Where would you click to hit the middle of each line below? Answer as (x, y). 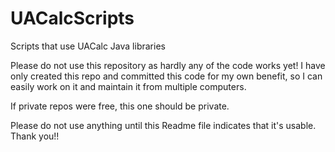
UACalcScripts (72, 18)
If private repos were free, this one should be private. (120, 106)
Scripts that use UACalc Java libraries (88, 46)
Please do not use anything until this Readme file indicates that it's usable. (163, 125)
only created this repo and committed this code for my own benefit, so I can (166, 76)
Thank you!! (35, 136)
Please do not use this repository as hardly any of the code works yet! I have (168, 65)
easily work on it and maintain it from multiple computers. (128, 86)
